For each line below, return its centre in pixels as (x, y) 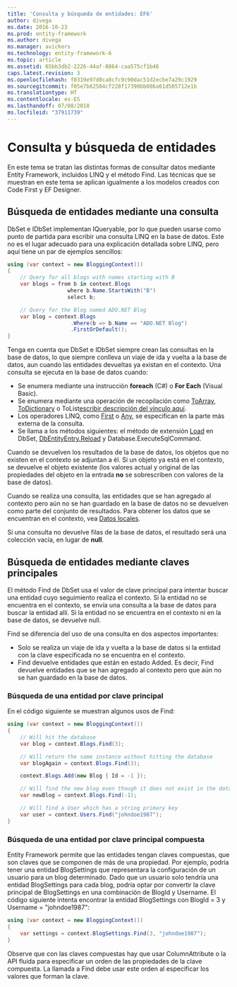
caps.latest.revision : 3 (44, 73)
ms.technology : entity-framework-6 (60, 54)
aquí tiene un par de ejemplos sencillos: (65, 251)
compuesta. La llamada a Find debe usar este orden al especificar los (108, 969)
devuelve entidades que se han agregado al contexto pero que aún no (120, 670)
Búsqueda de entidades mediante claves (98, 562)
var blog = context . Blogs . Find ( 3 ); (72, 744)
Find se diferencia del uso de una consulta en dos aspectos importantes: (113, 633)
